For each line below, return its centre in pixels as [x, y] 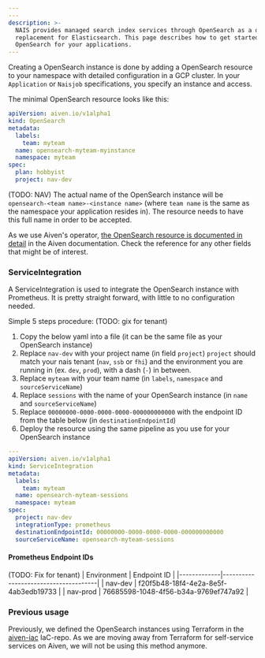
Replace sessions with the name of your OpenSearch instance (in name [134, 396]
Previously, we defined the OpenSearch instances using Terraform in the [126, 629]
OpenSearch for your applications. [74, 45]
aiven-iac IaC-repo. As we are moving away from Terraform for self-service [131, 638]
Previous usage [39, 612]
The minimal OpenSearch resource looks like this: [89, 99]
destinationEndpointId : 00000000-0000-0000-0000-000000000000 [119, 532]
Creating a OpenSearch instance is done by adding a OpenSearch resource [131, 67]
